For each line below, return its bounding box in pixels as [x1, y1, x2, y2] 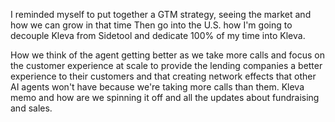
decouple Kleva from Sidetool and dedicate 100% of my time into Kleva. [10, 30, 306, 41]
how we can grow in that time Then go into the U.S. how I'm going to [10, 19, 293, 31]
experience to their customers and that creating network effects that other [10, 70, 317, 82]
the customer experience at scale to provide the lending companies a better [10, 60, 323, 71]
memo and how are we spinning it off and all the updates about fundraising [10, 92, 320, 103]
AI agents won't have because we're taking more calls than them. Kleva [10, 81, 305, 93]
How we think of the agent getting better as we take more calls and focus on [10, 49, 325, 61]
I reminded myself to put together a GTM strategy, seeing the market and [10, 9, 312, 20]
